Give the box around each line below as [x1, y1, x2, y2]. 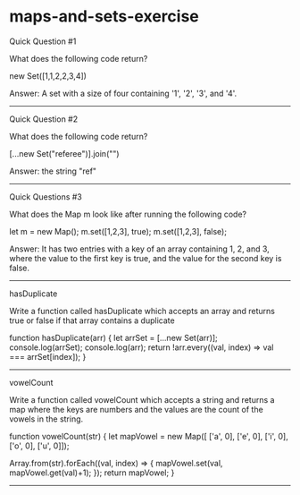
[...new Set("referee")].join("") [9, 148, 120, 158]
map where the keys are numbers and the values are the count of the [9, 404, 263, 414]
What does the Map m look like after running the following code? [9, 209, 247, 219]
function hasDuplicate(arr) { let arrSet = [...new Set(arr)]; [9, 332, 219, 343]
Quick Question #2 [9, 114, 79, 124]
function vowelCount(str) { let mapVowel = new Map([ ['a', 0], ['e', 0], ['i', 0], [9, 431, 288, 441]
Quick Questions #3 [9, 191, 83, 202]
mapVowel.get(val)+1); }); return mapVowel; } [9, 467, 175, 478]
